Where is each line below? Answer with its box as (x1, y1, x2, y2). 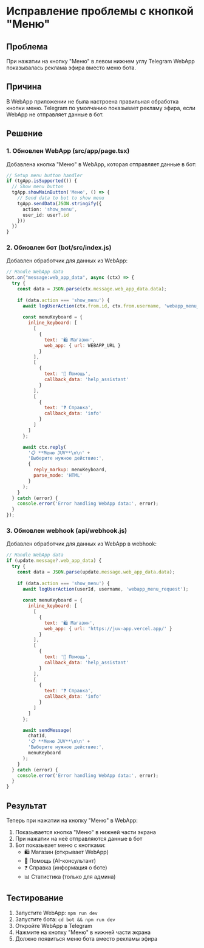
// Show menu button (12, 184, 64, 190)
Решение (6, 128, 43, 139)
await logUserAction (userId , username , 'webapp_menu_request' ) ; (22, 586, 189, 592)
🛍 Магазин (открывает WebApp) (24, 848, 109, 856)
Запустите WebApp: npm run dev (15, 909, 98, 916)
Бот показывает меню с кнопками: (15, 841, 106, 849)
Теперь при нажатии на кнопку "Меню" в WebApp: (6, 817, 138, 824)
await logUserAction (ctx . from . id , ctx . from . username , (22, 303, 162, 309)
